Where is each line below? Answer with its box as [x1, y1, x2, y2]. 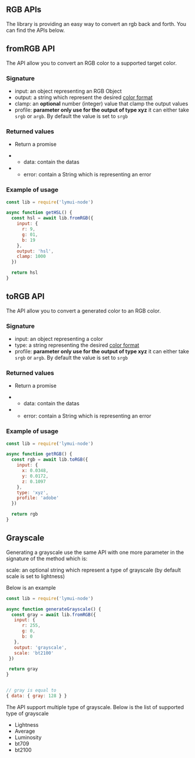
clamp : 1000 [16, 254, 46, 260]
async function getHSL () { [6, 209, 72, 216]
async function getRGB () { [6, 451, 72, 457]
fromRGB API [6, 44, 55, 54]
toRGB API [6, 291, 45, 301]
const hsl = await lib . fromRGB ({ [11, 215, 94, 221]
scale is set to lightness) [6, 572, 65, 580]
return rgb [11, 511, 38, 517]
